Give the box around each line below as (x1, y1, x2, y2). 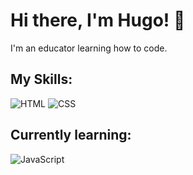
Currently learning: (10, 127, 132, 144)
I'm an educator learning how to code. (10, 42, 168, 54)
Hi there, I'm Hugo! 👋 (10, 9, 186, 32)
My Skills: (10, 71, 73, 88)
